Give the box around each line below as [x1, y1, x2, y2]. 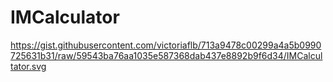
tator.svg [10, 60, 47, 72]
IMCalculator [10, 6, 120, 29]
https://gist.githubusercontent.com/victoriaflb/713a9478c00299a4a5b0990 [10, 39, 322, 51]
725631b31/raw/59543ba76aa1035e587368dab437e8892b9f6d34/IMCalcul [10, 49, 323, 61]
